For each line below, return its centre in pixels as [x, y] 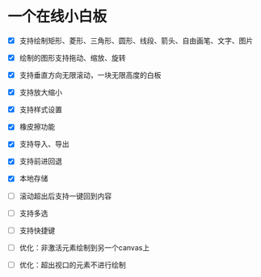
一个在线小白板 [57, 17]
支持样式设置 [40, 109]
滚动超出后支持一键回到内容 [65, 196]
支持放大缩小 [40, 92]
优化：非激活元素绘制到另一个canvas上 [84, 247]
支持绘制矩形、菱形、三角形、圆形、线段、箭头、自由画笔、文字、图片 [136, 40]
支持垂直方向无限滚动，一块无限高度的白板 [90, 75]
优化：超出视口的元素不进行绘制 [72, 265]
